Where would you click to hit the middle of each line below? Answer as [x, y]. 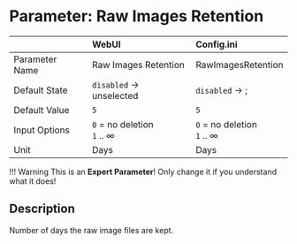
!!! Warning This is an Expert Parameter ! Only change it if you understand [143, 172]
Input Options [42, 130]
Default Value [42, 110]
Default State [41, 90]
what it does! [33, 181]
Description [42, 209]
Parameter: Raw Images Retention [137, 16]
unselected [115, 95]
